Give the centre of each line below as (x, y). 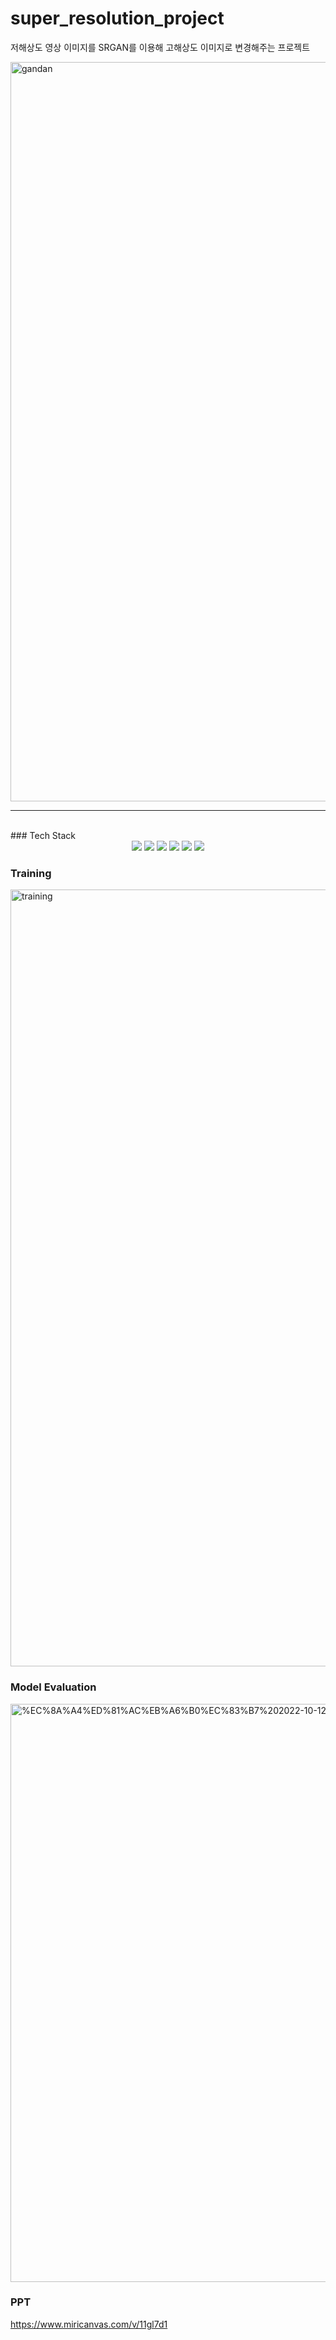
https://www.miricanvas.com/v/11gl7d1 (89, 2324)
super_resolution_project (117, 18)
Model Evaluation (53, 1687)
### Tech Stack (43, 835)
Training (31, 873)
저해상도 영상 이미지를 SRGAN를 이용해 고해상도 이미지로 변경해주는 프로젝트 (160, 47)
